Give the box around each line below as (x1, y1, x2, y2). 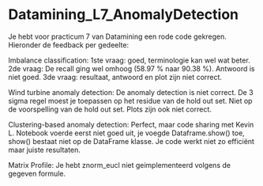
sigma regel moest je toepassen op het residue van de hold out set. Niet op (8, 96, 253, 105)
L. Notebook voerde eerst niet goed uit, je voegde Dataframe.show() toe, (8, 128, 245, 138)
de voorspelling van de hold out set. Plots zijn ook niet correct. (8, 104, 212, 114)
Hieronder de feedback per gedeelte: (8, 40, 129, 49)
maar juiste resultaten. (8, 145, 81, 154)
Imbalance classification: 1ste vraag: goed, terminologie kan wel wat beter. (8, 55, 250, 65)
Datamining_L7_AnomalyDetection (8, 6, 239, 24)
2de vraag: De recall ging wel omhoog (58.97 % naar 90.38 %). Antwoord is (8, 63, 255, 73)
